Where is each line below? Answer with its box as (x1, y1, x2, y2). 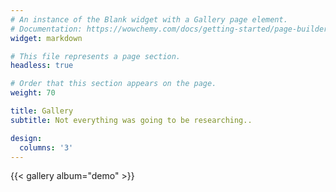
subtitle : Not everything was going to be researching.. (10, 115, 253, 125)
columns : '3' (19, 142, 74, 153)
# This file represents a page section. (10, 51, 182, 61)
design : (10, 133, 43, 143)
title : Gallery (10, 106, 74, 116)
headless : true (10, 61, 74, 71)
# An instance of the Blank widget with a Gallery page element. (10, 14, 288, 25)
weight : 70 (10, 88, 56, 98)
